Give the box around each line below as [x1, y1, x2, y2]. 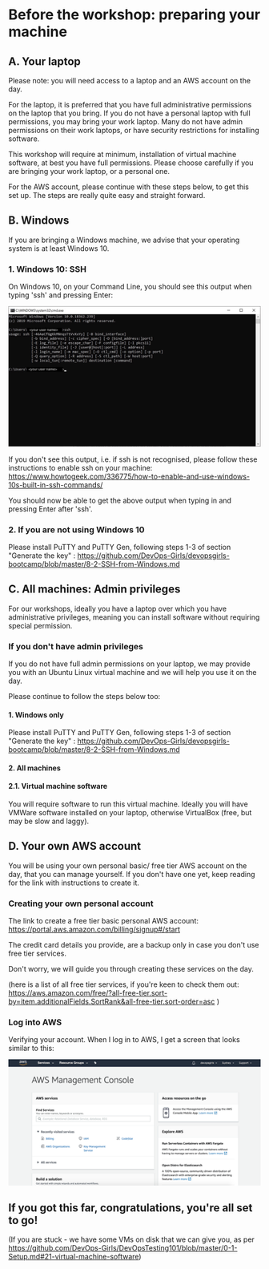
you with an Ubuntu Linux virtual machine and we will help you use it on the [8, 668, 258, 677]
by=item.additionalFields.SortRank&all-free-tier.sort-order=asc [8, 996, 215, 1007]
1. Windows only [8, 709, 64, 719]
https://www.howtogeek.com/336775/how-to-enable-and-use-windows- [8, 471, 251, 481]
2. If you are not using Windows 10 [8, 523, 146, 535]
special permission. [8, 620, 73, 630]
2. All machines [8, 763, 62, 773]
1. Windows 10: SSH [8, 263, 86, 274]
